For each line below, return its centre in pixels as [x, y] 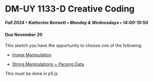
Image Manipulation [32, 54]
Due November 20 [24, 35]
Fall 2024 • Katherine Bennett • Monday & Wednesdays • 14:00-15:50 [77, 22]
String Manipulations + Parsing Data [48, 64]
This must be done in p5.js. [32, 73]
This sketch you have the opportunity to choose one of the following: [74, 45]
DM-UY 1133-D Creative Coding [70, 9]
